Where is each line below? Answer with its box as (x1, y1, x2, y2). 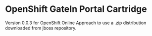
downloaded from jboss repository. (5, 25, 77, 31)
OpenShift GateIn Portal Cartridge (5, 3, 147, 15)
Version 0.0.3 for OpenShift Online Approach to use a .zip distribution (5, 20, 147, 26)
